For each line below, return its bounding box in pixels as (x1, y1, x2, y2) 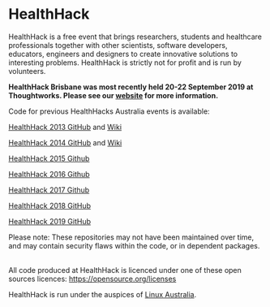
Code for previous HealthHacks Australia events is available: (8, 106, 210, 116)
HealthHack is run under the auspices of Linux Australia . (8, 289, 197, 299)
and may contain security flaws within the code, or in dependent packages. (8, 240, 260, 250)
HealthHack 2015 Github (8, 153, 90, 163)
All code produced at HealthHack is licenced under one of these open (8, 265, 242, 275)
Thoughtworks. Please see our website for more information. (8, 90, 219, 100)
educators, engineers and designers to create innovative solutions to (8, 49, 238, 58)
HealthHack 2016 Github (8, 169, 91, 179)
